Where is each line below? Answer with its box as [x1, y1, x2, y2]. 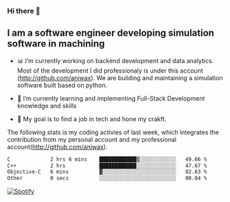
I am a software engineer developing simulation [7, 27, 215, 39]
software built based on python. [16, 81, 108, 89]
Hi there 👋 [7, 6, 41, 16]
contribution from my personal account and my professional [7, 135, 177, 143]
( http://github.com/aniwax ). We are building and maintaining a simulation [16, 73, 223, 81]
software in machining [7, 38, 105, 50]
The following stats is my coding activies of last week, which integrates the [7, 128, 220, 136]
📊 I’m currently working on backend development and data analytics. [16, 56, 214, 64]
